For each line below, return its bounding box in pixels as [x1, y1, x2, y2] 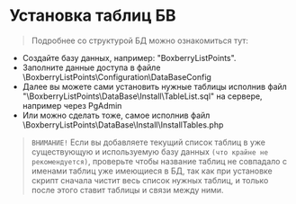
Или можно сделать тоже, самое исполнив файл [22, 110, 211, 120]
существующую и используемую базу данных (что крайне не [31, 146, 268, 157]
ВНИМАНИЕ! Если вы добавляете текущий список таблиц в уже [31, 137, 265, 147]
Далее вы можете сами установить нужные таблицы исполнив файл [22, 81, 288, 92]
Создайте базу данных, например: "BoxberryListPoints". [22, 52, 237, 63]
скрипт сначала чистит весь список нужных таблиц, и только [31, 174, 269, 185]
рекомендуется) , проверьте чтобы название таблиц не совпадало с [31, 155, 288, 166]
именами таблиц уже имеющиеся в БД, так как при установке [31, 165, 273, 176]
